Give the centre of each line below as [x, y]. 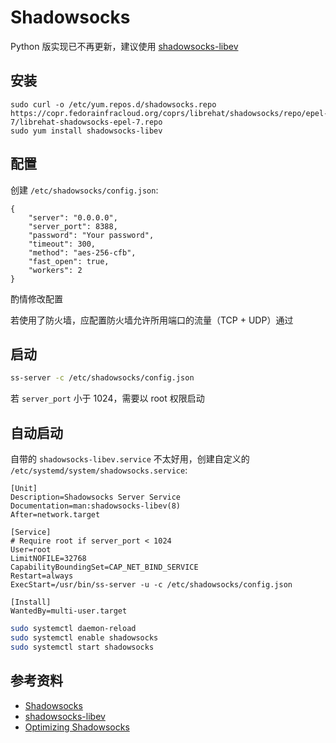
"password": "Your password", [91, 235]
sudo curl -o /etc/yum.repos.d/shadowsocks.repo [113, 104]
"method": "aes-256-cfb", [82, 252]
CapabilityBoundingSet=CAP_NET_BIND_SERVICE [104, 567]
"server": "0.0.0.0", [73, 217]
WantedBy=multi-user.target [69, 611]
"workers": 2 [55, 270]
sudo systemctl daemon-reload [73, 629]
